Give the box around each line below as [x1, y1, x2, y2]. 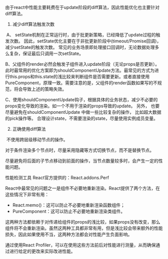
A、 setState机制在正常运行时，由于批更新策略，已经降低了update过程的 [6, 32, 156, 37]
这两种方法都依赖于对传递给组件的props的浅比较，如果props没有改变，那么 [5, 219, 160, 225]
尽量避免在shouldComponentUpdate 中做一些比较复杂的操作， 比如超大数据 [5, 109, 161, 115]
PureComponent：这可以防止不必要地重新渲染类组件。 [12, 209, 125, 214]
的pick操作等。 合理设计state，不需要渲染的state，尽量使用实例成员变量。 [5, 115, 158, 121]
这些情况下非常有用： [5, 192, 49, 197]
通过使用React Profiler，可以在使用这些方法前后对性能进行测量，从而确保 [5, 242, 156, 248]
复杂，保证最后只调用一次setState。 [9, 50, 84, 56]
